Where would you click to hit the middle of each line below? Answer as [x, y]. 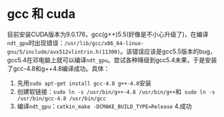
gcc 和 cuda [41, 14]
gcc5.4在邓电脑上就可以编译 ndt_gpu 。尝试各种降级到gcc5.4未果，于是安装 [112, 60]
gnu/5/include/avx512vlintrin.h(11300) [64, 52]
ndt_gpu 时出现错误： [36, 42]
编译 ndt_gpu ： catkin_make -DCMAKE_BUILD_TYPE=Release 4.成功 [104, 106]
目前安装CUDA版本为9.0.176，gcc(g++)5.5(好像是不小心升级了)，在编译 [108, 34]
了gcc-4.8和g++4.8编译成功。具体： [59, 68]
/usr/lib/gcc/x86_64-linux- [104, 43]
